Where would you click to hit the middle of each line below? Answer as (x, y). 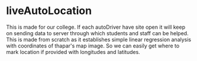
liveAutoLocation (49, 11)
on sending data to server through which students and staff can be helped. (97, 33)
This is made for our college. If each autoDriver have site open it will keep (96, 27)
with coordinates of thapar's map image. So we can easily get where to (93, 46)
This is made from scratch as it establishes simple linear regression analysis (98, 39)
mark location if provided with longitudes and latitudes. (73, 52)
